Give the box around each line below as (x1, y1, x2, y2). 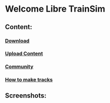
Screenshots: (5, 91, 47, 100)
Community (5, 63, 33, 70)
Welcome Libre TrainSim (5, 3, 106, 15)
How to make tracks (5, 76, 53, 83)
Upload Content (5, 50, 43, 57)
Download (5, 37, 30, 44)
